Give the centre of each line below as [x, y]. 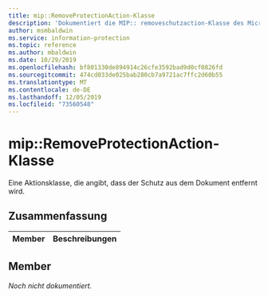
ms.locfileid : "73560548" [51, 104]
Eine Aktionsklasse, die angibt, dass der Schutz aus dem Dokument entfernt [133, 183]
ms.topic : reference [43, 45]
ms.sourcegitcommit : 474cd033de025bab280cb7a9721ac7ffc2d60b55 [116, 75]
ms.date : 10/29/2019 [43, 61]
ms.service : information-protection [69, 38]
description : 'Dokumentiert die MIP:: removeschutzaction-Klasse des [126, 23]
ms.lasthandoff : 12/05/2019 [55, 97]
